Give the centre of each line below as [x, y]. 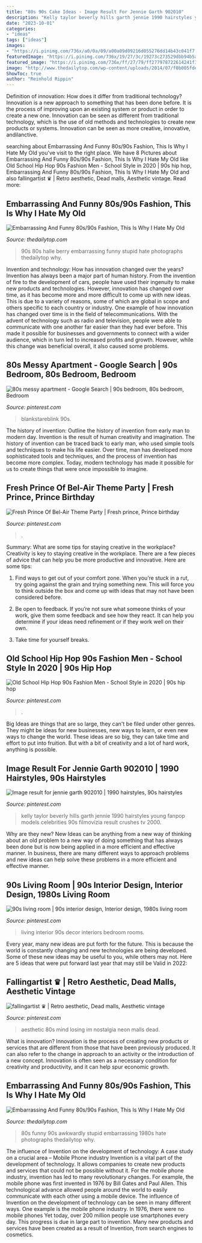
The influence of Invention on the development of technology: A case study [100, 1151]
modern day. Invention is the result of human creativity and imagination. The [101, 437]
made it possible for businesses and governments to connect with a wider [98, 333]
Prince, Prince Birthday [50, 497]
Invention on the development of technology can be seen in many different [99, 1202]
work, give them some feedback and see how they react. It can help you [104, 615]
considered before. [38, 597]
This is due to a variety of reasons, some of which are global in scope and [98, 301]
